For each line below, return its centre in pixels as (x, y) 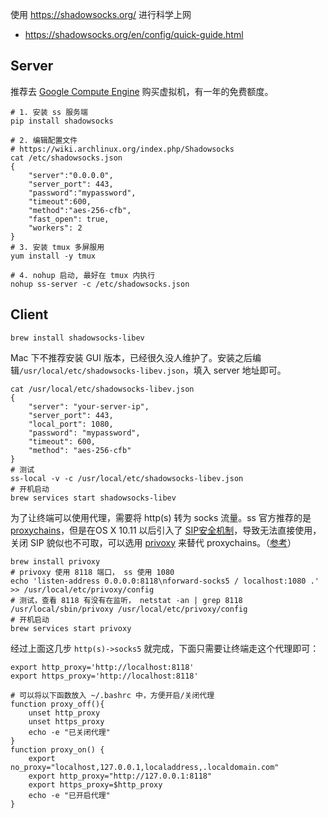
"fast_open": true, (69, 219)
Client (29, 314)
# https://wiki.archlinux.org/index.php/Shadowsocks (122, 149)
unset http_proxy (64, 713)
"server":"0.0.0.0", (71, 175)
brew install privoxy (55, 561)
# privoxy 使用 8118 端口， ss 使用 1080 (92, 572)
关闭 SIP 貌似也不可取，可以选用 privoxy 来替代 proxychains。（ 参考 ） (153, 542)
